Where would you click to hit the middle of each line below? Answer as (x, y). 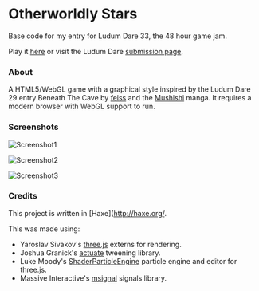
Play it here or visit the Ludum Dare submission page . (96, 51)
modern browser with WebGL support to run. (82, 106)
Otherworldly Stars (73, 14)
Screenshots (33, 127)
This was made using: (44, 229)
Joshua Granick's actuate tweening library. (90, 253)
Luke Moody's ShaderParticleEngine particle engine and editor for (128, 261)
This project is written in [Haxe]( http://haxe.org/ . (88, 213)
